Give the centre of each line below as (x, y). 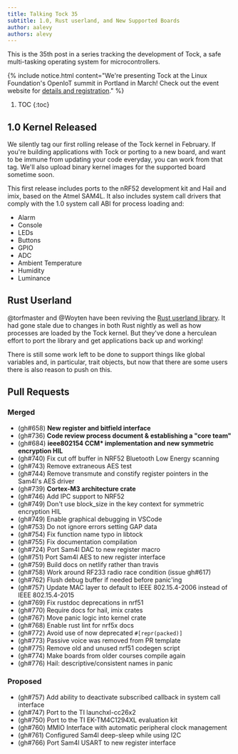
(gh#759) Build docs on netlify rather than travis (88, 564)
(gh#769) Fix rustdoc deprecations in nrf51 (81, 602)
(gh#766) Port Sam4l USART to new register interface (97, 743)
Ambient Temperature (50, 263)
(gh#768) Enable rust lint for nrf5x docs (76, 625)
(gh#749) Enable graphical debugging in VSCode (90, 519)
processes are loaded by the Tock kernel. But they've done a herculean (112, 333)
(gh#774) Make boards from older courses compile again (102, 655)
